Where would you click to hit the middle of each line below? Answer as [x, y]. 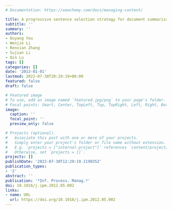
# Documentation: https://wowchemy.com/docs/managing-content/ [74, 10]
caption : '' [23, 114]
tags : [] [15, 62]
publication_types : [26, 166]
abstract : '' [19, 176]
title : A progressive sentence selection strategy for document [75, 19]
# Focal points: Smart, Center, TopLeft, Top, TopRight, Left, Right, [82, 105]
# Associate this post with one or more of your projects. [72, 138]
